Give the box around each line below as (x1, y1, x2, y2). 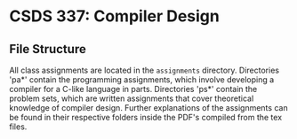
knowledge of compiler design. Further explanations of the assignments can (9, 103, 288, 112)
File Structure (9, 42, 86, 57)
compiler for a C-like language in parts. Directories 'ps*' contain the (9, 84, 258, 94)
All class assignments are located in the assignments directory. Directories (9, 65, 280, 75)
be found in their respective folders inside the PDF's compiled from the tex (9, 112, 283, 122)
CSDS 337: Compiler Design (9, 6, 220, 27)
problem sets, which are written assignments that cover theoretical (9, 93, 254, 104)
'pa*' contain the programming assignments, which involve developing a (9, 74, 275, 85)
